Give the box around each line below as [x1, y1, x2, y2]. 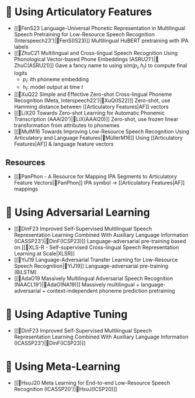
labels [13, 43, 29, 50]
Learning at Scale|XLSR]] [13, 250, 75, 257]
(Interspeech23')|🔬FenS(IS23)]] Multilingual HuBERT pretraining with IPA [13, 37, 189, 44]
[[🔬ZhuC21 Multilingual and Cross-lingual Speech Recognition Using [13, 49, 178, 56]
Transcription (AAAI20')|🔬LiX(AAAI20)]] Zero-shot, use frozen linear [13, 116, 179, 123]
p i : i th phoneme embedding [22, 75, 89, 84]
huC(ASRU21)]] [13, 61, 54, 69]
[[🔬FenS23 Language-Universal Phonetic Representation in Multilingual [13, 25, 185, 32]
